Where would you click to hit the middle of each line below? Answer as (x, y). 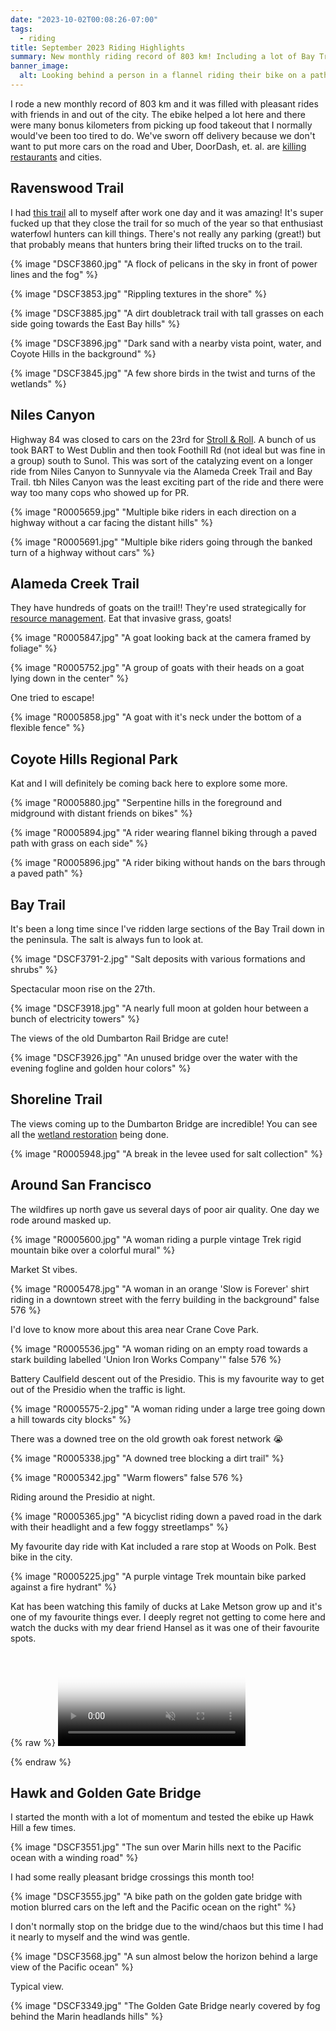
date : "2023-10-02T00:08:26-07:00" (84, 19)
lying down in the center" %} (69, 678)
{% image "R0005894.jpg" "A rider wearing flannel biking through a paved (164, 833)
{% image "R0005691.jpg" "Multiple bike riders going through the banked (161, 542)
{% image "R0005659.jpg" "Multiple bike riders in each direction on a (153, 512)
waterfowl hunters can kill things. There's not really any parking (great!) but (166, 233)
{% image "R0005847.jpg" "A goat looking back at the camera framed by (161, 638)
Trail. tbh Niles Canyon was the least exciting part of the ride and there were (167, 482)
